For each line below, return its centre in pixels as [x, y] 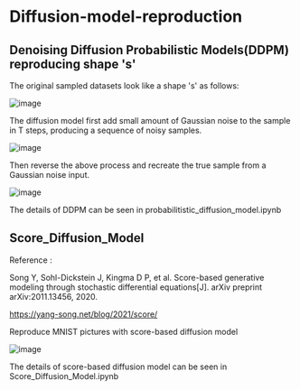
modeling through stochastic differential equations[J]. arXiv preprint [136, 287]
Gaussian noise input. [50, 175]
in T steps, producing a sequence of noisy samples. [106, 130]
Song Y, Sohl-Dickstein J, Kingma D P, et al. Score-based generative [137, 277]
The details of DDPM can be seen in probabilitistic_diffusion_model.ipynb [145, 210]
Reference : [31, 260]
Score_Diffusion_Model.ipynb [64, 376]
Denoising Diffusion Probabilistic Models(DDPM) [149, 50]
